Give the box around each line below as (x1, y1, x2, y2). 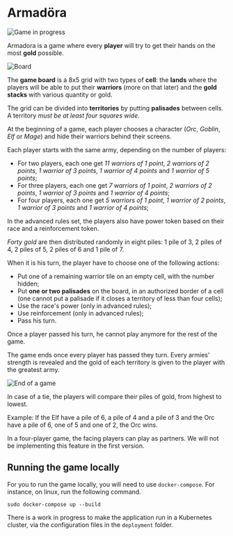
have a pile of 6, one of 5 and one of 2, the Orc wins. (7, 421, 158, 429)
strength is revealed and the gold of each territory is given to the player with (7, 358, 225, 366)
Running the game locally (7, 462, 120, 473)
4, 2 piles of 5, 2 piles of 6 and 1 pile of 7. (7, 245, 124, 253)
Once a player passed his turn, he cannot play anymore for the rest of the (7, 330, 218, 338)
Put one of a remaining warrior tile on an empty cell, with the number (17, 272, 215, 280)
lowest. (7, 400, 28, 408)
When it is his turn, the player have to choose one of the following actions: (7, 259, 220, 267)
